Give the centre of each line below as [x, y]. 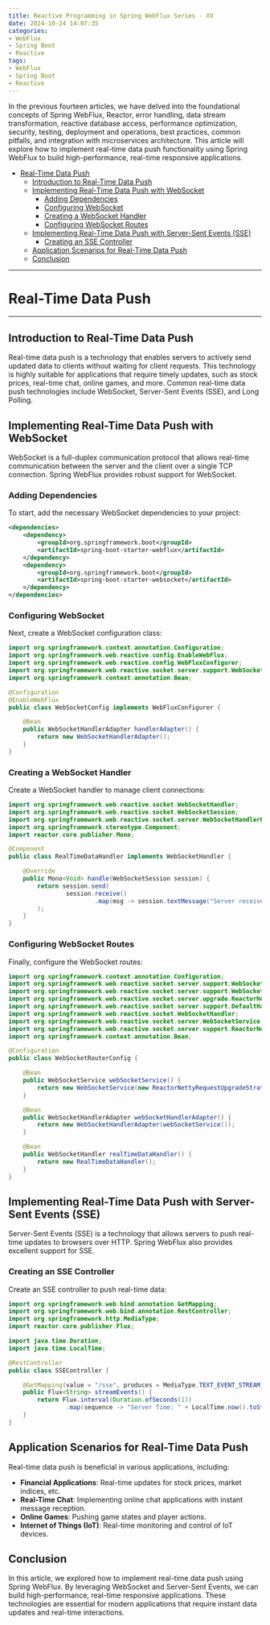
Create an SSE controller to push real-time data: [88, 1289]
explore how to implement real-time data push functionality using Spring [128, 149]
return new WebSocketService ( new [93, 1087]
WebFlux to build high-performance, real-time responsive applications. [126, 157]
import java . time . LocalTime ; [57, 1348]
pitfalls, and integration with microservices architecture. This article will [126, 140]
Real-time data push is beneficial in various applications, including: [119, 1466]
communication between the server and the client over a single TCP [121, 466]
